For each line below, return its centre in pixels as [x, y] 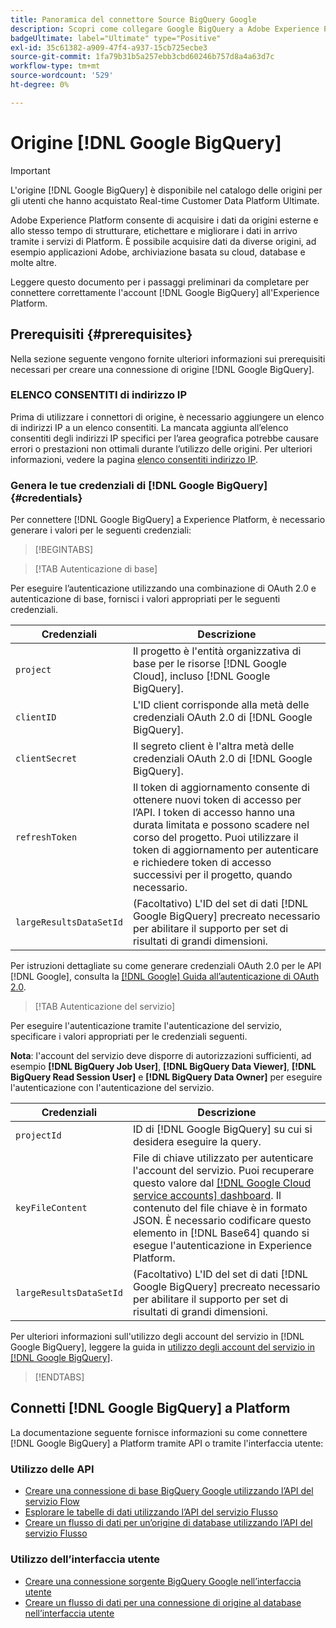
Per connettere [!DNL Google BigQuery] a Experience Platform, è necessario [168, 520]
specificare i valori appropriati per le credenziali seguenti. [129, 1037]
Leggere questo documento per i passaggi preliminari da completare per [160, 282]
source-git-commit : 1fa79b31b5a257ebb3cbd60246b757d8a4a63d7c [142, 57]
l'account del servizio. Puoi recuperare [223, 1171]
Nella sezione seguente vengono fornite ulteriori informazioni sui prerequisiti [168, 358]
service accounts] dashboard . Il [207, 1196]
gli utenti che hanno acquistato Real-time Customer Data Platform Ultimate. [165, 200]
